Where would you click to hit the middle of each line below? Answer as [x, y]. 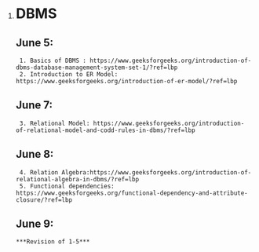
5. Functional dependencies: [67, 186]
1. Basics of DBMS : [53, 60]
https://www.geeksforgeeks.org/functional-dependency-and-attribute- [132, 193]
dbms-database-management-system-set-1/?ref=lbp [97, 68]
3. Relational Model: [55, 123]
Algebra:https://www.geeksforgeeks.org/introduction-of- [157, 172]
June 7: [34, 106]
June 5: [34, 43]
